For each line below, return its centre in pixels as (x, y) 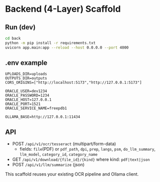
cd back (13, 38)
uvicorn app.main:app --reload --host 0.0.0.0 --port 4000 (67, 48)
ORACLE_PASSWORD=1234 (27, 96)
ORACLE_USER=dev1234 (26, 91)
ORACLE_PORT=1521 (23, 104)
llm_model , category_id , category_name (58, 154)
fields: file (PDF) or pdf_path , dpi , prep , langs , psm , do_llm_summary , (88, 149)
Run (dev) (20, 27)
